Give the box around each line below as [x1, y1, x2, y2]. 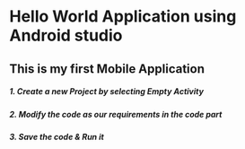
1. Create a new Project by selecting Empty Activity [9, 86, 205, 97]
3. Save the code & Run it [9, 131, 105, 142]
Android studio [9, 25, 123, 46]
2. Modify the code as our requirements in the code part [9, 109, 223, 119]
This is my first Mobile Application [9, 61, 205, 76]
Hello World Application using [9, 6, 237, 27]
